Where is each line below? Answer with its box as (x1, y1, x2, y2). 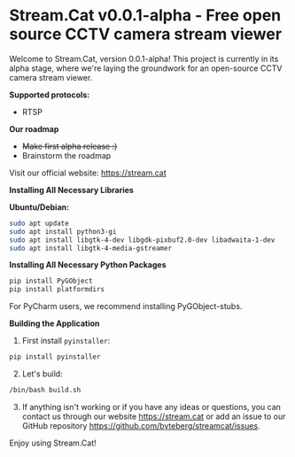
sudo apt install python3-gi (9, 227, 117, 236)
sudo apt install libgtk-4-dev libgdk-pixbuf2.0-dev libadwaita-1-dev (9, 236, 276, 244)
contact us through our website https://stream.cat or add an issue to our (21, 411, 286, 422)
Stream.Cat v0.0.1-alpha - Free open (9, 5, 282, 26)
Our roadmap (9, 123, 59, 134)
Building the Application (9, 318, 100, 329)
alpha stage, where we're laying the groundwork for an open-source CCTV (9, 63, 283, 74)
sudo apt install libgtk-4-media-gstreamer (9, 244, 173, 252)
